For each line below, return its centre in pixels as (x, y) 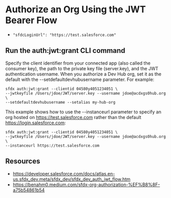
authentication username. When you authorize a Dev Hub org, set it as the (83, 74)
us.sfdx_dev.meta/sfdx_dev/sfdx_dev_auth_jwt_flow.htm (71, 179)
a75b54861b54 (29, 190)
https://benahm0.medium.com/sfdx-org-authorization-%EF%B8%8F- (86, 184)
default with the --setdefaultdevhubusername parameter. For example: (80, 79)
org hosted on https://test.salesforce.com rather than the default (73, 117)
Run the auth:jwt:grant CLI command (65, 51)
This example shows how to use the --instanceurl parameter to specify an (83, 112)
